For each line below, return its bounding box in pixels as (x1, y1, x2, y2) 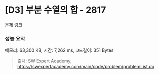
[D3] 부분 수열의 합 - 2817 (5, 4, 106, 16)
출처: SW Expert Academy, (17, 58, 72, 64)
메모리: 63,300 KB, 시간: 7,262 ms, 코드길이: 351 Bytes (5, 47, 114, 53)
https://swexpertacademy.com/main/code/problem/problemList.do (17, 64, 155, 70)
